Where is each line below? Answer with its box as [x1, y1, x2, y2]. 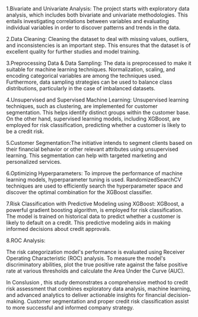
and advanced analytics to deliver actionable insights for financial [6, 291, 167, 299]
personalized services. [6, 158, 62, 165]
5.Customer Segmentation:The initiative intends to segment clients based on [6, 140, 193, 146]
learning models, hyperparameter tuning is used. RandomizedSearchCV [6, 176, 182, 183]
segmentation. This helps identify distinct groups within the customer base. [6, 109, 190, 116]
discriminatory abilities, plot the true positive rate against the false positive [6, 261, 188, 268]
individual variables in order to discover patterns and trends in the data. [6, 24, 181, 31]
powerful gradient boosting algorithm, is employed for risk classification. [6, 207, 183, 213]
